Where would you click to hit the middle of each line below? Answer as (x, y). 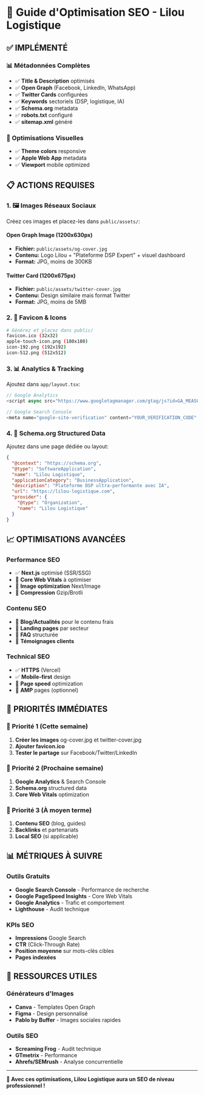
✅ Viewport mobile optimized (52, 165)
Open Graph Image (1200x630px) (49, 235)
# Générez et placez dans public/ (50, 330)
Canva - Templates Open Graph (55, 1007)
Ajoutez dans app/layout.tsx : (43, 384)
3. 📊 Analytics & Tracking (45, 369)
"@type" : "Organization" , (50, 503)
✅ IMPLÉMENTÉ (37, 48)
